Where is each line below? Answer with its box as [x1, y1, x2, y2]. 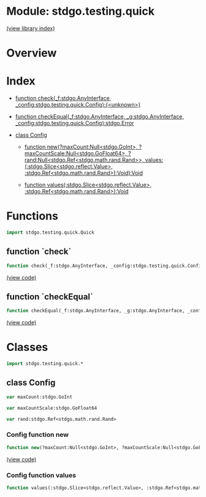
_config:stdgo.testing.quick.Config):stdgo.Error [15, 120, 134, 127]
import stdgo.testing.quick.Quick [6, 229, 95, 236]
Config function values [6, 471, 77, 479]
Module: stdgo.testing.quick [6, 4, 155, 18]
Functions [6, 209, 58, 223]
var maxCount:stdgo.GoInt [6, 394, 72, 400]
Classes [6, 341, 48, 354]
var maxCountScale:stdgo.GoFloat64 [6, 405, 97, 411]
